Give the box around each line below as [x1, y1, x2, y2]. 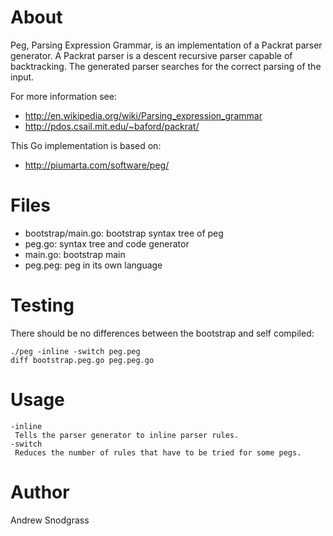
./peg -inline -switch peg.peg [10, 346, 141, 356]
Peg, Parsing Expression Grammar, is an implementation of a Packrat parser [10, 39, 323, 51]
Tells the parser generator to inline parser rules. [14, 430, 240, 440]
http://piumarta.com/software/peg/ [24, 159, 170, 171]
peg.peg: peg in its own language [24, 259, 163, 271]
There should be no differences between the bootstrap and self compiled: [10, 327, 315, 339]
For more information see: [10, 90, 117, 102]
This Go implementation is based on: [10, 139, 162, 151]
